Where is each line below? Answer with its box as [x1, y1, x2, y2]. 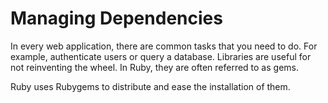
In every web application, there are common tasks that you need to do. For [10, 40, 318, 52]
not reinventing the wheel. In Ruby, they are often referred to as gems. [10, 61, 299, 73]
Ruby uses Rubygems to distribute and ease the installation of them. [10, 80, 291, 92]
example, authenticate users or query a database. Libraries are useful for [10, 50, 312, 62]
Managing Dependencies [10, 7, 223, 30]
